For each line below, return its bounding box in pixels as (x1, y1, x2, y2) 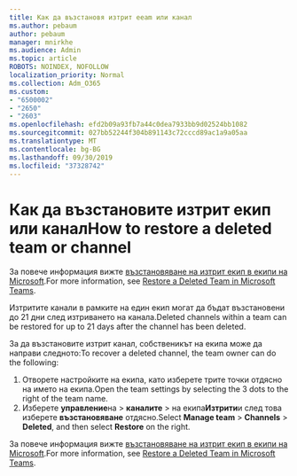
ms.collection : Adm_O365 (9, 79, 101, 88)
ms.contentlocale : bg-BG (9, 144, 101, 153)
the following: (9, 357, 59, 368)
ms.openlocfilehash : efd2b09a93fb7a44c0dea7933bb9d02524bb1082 (9, 121, 248, 129)
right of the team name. (21, 394, 108, 404)
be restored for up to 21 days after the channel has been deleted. (9, 321, 246, 332)
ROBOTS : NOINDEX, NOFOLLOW (9, 63, 109, 72)
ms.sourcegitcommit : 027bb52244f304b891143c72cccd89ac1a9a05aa (9, 129, 248, 137)
